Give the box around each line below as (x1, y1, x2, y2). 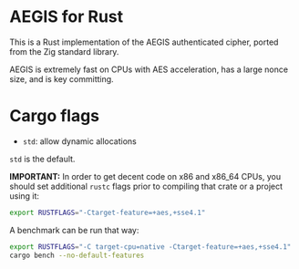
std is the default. (9, 153, 76, 164)
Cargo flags (9, 106, 100, 127)
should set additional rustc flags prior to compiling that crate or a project (9, 181, 284, 191)
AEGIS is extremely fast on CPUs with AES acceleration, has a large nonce (9, 64, 289, 75)
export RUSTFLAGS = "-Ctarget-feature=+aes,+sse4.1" (9, 208, 206, 217)
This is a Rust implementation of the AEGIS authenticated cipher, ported (9, 36, 279, 47)
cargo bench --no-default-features (9, 251, 145, 260)
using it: (9, 190, 39, 202)
